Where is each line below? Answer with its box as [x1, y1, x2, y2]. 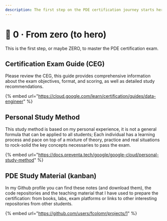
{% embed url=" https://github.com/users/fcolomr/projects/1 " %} [5, 211, 138, 216]
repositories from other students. [5, 201, 73, 207]
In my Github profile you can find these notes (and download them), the [5, 185, 152, 191]
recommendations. [5, 83, 44, 90]
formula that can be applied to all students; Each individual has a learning [5, 132, 155, 138]
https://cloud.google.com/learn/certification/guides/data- [38, 93, 156, 99]
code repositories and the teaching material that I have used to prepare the [5, 190, 159, 196]
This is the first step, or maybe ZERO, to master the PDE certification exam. [5, 45, 159, 51]
